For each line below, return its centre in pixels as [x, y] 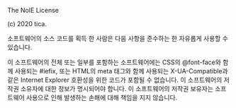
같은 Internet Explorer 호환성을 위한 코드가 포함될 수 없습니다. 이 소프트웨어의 [115, 80]
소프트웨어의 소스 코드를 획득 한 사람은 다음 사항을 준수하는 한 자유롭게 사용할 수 [118, 38]
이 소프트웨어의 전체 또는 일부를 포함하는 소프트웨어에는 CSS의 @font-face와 [114, 62]
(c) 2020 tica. [27, 24]
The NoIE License [33, 10]
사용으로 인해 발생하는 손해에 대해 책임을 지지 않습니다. [102, 97]
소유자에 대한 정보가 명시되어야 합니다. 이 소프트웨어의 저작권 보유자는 [117, 89]
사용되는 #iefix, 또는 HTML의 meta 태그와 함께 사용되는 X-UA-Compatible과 [121, 71]
